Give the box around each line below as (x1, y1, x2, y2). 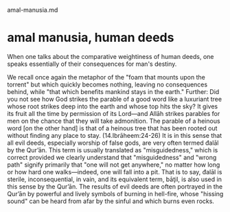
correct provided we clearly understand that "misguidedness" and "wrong (7, 153, 217, 161)
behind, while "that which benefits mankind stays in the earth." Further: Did (7, 87, 220, 95)
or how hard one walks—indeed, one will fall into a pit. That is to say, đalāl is (7, 167, 222, 176)
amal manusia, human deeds (7, 30, 174, 45)
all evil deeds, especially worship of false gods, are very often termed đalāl (7, 139, 219, 147)
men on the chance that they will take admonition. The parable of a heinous (7, 117, 221, 125)
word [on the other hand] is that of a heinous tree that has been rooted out (7, 123, 218, 132)
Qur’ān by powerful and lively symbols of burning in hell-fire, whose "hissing (7, 189, 224, 198)
